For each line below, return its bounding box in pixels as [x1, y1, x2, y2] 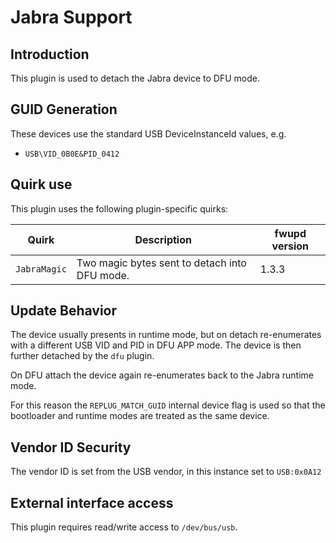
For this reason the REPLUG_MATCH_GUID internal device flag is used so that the [10, 399, 326, 411]
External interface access [10, 494, 174, 511]
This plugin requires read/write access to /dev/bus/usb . [10, 521, 238, 533]
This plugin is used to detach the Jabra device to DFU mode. [10, 72, 260, 84]
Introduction [10, 46, 90, 63]
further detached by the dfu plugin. [10, 350, 155, 362]
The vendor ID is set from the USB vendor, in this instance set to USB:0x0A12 [10, 466, 322, 478]
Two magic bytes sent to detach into [76, 256, 247, 270]
